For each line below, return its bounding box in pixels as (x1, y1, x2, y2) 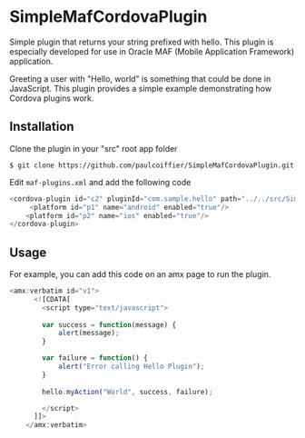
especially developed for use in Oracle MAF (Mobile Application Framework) (9, 45, 295, 56)
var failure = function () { (42, 353, 148, 363)
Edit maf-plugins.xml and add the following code (9, 176, 192, 187)
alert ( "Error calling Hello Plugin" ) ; (57, 362, 205, 372)
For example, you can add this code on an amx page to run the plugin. (9, 269, 271, 280)
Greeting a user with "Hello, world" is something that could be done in (9, 73, 271, 84)
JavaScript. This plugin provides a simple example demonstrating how (9, 83, 272, 94)
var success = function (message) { (42, 320, 177, 329)
